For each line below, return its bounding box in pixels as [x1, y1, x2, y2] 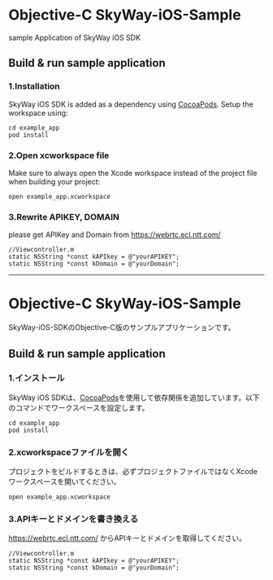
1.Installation [8, 81, 61, 92]
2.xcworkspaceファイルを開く [8, 446, 130, 458]
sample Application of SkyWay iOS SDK [8, 33, 141, 42]
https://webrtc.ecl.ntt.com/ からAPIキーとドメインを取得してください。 [8, 534, 246, 543]
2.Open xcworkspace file [8, 149, 110, 160]
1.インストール [8, 372, 65, 384]
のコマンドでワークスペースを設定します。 [8, 402, 149, 412]
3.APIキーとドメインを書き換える [8, 513, 139, 525]
